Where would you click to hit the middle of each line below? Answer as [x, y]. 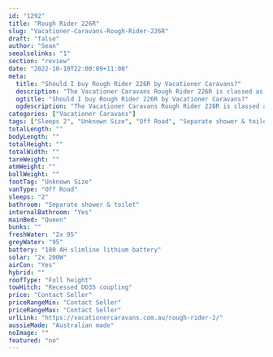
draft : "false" [34, 39]
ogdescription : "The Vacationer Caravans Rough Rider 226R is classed [138, 106]
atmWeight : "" [32, 167]
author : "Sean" [34, 46]
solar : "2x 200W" [38, 257]
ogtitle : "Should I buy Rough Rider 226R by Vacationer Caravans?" [132, 99]
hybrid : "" [27, 273]
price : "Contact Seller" [50, 295]
